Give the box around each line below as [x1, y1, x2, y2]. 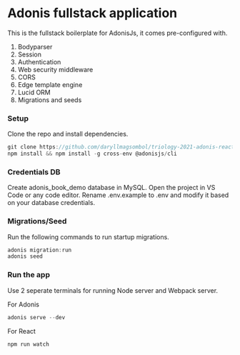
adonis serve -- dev [7, 314, 66, 321]
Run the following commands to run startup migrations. [7, 232, 169, 241]
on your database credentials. [7, 199, 95, 207]
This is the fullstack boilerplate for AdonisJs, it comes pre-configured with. [7, 29, 228, 37]
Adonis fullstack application [7, 5, 178, 21]
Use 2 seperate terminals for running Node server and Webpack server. [7, 286, 219, 294]
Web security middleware [17, 65, 94, 74]
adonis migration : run [7, 246, 72, 254]
